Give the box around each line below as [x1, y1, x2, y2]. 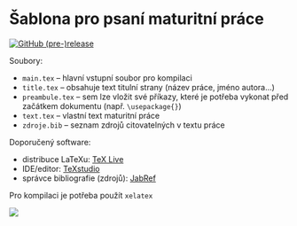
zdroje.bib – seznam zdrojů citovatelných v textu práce [21, 120, 225, 130]
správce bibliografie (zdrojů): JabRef [21, 173, 157, 183]
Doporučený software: [9, 136, 91, 147]
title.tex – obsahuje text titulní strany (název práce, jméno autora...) [21, 82, 275, 92]
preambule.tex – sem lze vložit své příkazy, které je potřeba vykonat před [21, 91, 289, 102]
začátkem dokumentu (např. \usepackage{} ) [21, 100, 182, 111]
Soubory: [9, 55, 43, 66]
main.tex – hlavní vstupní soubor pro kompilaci [21, 72, 192, 83]
